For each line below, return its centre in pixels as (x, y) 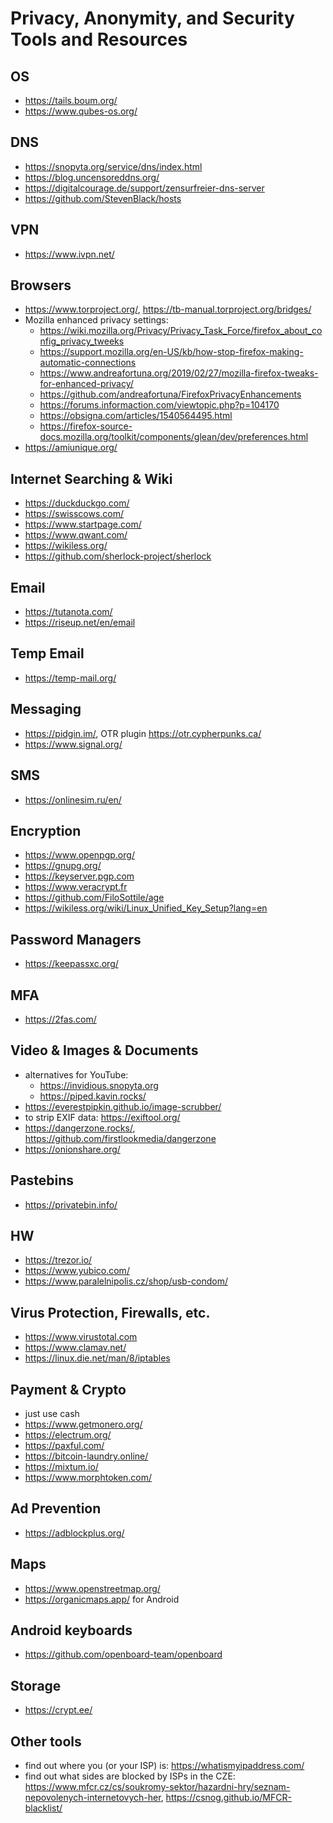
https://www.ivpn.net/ (69, 254)
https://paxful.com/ (64, 1445)
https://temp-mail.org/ (70, 678)
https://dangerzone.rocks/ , (80, 1128)
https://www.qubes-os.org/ (81, 111)
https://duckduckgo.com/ (77, 503)
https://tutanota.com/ (68, 612)
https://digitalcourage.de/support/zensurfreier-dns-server (144, 188)
